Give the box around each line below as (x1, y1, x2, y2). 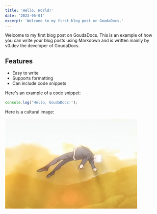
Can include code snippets (12, 80, 67, 86)
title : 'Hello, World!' (5, 8, 54, 13)
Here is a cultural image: (5, 109, 54, 115)
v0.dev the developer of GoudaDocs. (5, 43, 80, 49)
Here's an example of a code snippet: (5, 90, 81, 96)
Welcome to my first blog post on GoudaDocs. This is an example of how (5, 32, 153, 38)
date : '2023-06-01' (5, 13, 45, 18)
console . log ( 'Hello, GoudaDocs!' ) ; (5, 100, 78, 105)
